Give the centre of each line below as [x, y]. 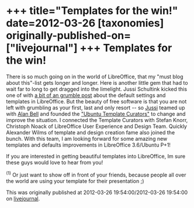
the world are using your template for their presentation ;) [75, 181]
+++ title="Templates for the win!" [92, 11]
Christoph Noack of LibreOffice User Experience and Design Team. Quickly [96, 126]
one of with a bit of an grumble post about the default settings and [86, 95]
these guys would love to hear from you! [55, 162]
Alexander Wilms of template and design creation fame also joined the [91, 132]
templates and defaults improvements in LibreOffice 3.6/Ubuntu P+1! [89, 145]
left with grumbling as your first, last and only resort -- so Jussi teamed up [96, 108]
